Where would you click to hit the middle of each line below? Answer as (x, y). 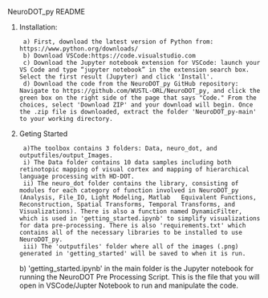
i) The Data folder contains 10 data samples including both (127, 163)
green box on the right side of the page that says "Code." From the (138, 98)
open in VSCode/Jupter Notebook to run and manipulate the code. (128, 285)
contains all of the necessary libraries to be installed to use (130, 232)
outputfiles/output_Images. (66, 155)
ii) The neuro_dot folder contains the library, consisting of (131, 183)
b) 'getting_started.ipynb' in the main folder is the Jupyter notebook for (136, 268)
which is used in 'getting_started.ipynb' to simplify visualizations (140, 219)
